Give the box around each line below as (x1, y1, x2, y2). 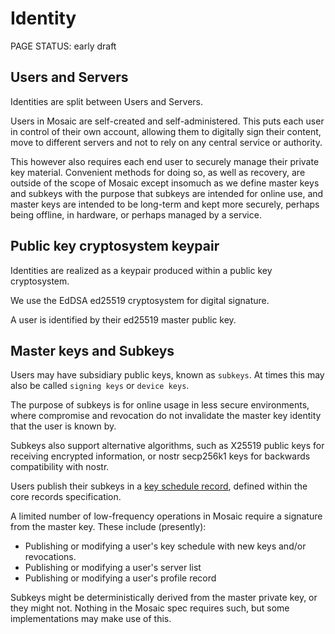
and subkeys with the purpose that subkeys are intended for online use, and (10, 187, 324, 199)
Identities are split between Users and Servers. (10, 95, 204, 107)
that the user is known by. (10, 420, 117, 432)
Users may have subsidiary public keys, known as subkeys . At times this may (10, 369, 325, 381)
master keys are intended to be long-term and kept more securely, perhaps (10, 198, 320, 210)
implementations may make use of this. (10, 613, 172, 625)
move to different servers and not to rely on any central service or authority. (10, 136, 323, 148)
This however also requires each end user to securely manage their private (10, 155, 320, 167)
